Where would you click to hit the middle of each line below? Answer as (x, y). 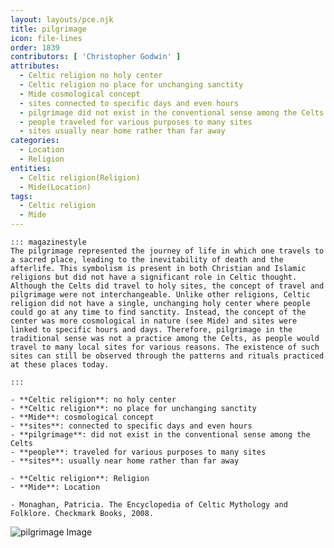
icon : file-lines (46, 38)
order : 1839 (35, 47)
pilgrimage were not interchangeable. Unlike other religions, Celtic (160, 295)
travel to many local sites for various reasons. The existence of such (165, 347)
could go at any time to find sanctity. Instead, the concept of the (158, 312)
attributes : (35, 66)
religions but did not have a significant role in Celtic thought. (154, 277)
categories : (35, 141)
